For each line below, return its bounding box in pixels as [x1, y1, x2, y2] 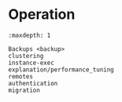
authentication [8, 79, 58, 87]
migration [8, 86, 41, 94]
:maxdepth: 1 [8, 31, 51, 39]
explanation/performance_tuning [8, 65, 114, 74]
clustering [8, 52, 44, 60]
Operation [8, 5, 76, 24]
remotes [8, 72, 34, 80]
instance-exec [8, 59, 55, 67]
